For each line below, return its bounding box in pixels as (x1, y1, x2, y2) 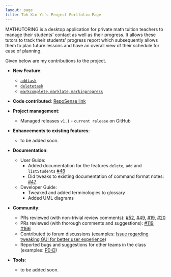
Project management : (12, 108, 60, 114)
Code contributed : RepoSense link (12, 98, 86, 104)
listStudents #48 (27, 168, 65, 174)
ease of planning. (5, 48, 42, 54)
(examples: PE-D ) (20, 247, 58, 253)
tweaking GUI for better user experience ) (20, 236, 107, 242)
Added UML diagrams (27, 195, 74, 201)
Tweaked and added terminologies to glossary (27, 189, 126, 196)
